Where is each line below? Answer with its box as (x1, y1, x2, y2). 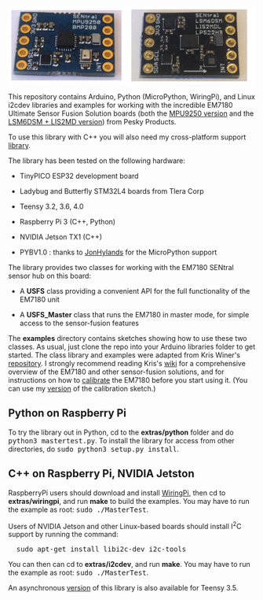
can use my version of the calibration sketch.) (8, 383, 156, 393)
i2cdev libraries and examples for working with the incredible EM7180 (8, 100, 233, 109)
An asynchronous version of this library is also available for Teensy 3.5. (8, 583, 239, 593)
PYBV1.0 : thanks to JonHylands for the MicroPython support (19, 247, 217, 257)
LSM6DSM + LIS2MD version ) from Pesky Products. (8, 117, 177, 126)
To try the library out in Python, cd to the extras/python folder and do (8, 428, 234, 437)
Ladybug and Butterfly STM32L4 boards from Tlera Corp (19, 186, 204, 195)
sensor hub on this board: (8, 271, 92, 280)
